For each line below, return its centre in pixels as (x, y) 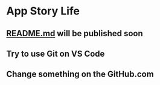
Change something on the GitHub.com (80, 74)
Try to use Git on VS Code (56, 53)
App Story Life (43, 11)
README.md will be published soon (75, 33)
